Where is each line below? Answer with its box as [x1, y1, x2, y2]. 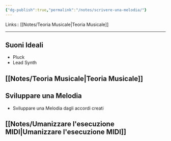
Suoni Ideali [5, 41, 43, 50]
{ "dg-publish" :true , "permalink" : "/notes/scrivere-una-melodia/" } [5, 7, 147, 13]
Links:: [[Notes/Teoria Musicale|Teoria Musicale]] [5, 21, 109, 27]
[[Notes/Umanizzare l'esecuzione [5, 120, 115, 128]
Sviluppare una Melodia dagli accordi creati [12, 105, 104, 111]
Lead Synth [12, 59, 37, 66]
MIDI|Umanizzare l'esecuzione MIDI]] [5, 128, 126, 136]
